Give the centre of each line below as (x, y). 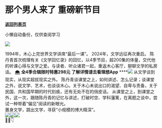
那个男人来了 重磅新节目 (53, 10)
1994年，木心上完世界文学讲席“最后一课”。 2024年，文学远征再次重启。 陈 (80, 54)
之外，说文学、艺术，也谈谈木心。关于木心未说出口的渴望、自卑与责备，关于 (81, 85)
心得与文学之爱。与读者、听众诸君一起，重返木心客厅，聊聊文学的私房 (88, 66)
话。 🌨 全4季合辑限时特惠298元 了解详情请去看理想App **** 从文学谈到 (80, 72)
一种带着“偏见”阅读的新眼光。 (39, 103)
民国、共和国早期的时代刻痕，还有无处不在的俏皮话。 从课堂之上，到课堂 (78, 91)
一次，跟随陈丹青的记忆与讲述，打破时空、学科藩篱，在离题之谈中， (85, 98)
